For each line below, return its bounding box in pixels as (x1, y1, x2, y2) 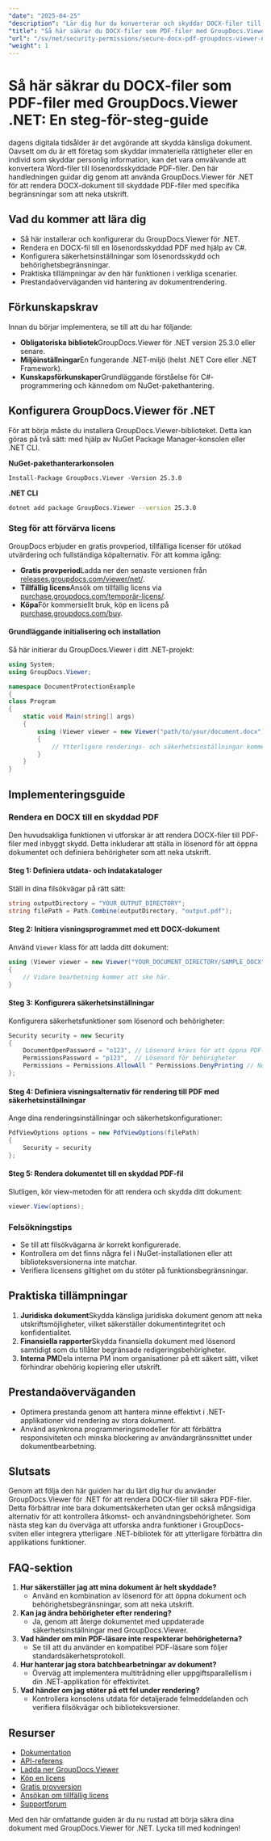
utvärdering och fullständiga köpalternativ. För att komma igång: (8, 550, 222, 559)
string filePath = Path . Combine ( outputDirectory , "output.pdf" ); (8, 907, 232, 915)
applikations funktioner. (8, 1537, 86, 1548)
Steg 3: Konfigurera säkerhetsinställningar (8, 998, 155, 1008)
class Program (8, 697, 56, 706)
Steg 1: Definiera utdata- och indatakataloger (8, 866, 163, 875)
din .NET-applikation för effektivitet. (31, 1677, 151, 1687)
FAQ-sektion (8, 1561, 73, 1574)
